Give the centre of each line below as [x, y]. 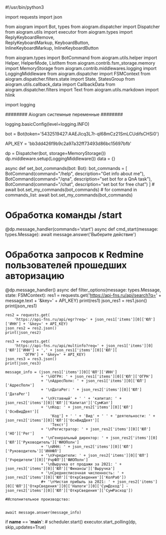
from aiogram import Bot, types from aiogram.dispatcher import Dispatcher [82, 27]
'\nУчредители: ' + [65, 455]
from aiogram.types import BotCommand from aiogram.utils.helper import [81, 58]
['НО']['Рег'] [20, 433]
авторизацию [35, 276]
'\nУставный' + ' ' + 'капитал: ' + [83, 398]
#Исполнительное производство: [38, 499]
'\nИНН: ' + [58, 447]
